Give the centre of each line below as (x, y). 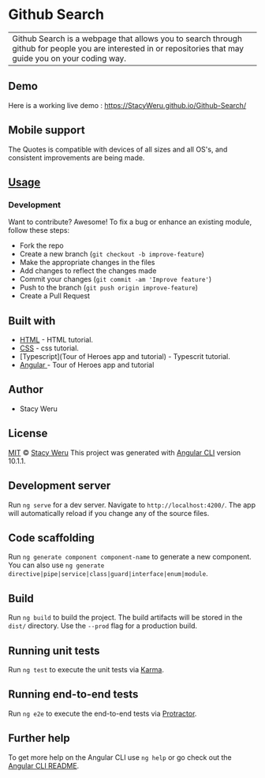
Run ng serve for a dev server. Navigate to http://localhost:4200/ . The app (132, 505)
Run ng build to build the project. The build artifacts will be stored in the (125, 618)
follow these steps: (39, 230)
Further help (39, 738)
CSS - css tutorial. (49, 348)
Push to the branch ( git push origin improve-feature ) (109, 288)
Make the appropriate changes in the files (87, 263)
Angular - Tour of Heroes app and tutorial (87, 365)
